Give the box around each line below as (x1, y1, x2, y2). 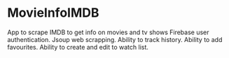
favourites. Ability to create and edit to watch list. (7, 43, 149, 51)
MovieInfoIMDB (7, 5, 99, 21)
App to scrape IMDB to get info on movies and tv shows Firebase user (7, 28, 209, 36)
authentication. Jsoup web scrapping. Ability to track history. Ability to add (7, 35, 223, 43)
